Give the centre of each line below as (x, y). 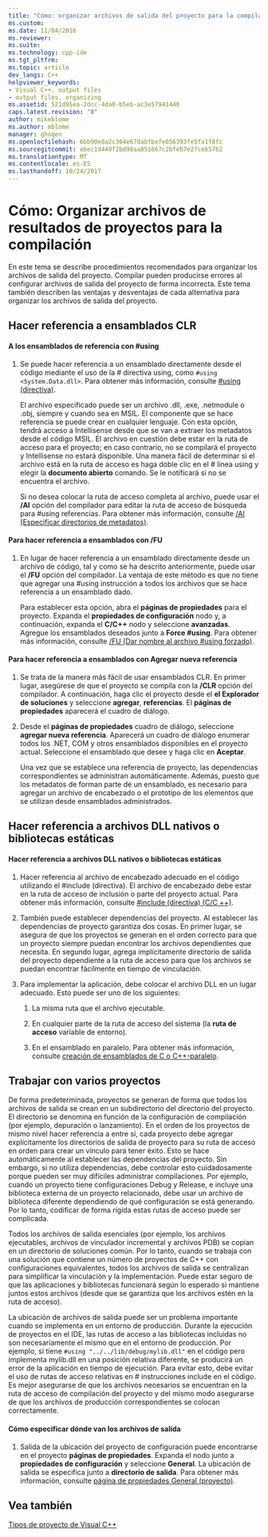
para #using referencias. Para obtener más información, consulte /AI (132, 513)
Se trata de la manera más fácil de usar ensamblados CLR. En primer (132, 677)
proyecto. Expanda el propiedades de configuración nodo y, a (123, 616)
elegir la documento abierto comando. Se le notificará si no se (123, 472)
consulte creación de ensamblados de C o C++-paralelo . (125, 1056)
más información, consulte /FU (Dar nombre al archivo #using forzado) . (137, 641)
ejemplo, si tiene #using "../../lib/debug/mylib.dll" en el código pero (127, 1351)
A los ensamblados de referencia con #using (84, 346)
